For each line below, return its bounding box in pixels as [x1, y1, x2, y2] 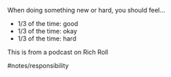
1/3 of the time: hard [17, 34, 76, 43]
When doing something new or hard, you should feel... [7, 6, 165, 14]
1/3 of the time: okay [17, 27, 78, 35]
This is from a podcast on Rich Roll [7, 48, 109, 56]
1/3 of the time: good [17, 20, 78, 27]
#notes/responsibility [7, 62, 69, 69]
